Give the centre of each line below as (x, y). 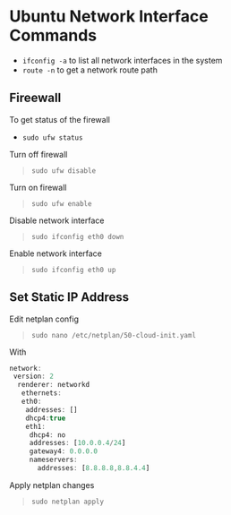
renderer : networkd (54, 385)
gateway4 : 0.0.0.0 (64, 451)
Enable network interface (56, 253)
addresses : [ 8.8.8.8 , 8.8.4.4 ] (94, 468)
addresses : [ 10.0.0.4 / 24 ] (77, 443)
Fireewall (35, 98)
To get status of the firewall (60, 119)
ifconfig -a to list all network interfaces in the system (122, 60)
